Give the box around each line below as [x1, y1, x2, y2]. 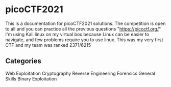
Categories [5, 57, 42, 66]
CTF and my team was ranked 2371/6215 [5, 42, 91, 48]
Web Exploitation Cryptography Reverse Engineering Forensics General [5, 70, 156, 76]
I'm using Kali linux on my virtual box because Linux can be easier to [5, 31, 150, 37]
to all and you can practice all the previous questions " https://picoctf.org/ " [5, 25, 161, 32]
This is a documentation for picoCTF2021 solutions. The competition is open [5, 20, 166, 26]
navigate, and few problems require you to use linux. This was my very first [5, 37, 163, 43]
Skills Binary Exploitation [5, 75, 57, 82]
